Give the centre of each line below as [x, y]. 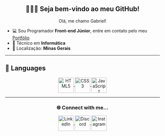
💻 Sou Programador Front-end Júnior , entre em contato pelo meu [80, 30]
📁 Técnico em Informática [39, 43]
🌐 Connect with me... [82, 108]
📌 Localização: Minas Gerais [41, 48]
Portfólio [21, 38]
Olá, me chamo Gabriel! [82, 21]
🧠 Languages [25, 68]
